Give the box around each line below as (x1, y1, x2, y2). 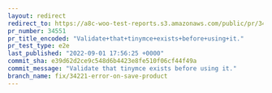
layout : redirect (7, 11, 67, 20)
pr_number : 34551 (7, 27, 67, 35)
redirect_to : (7, 19, 52, 27)
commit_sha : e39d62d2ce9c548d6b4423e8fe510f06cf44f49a (7, 57, 197, 66)
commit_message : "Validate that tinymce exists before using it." (7, 65, 237, 73)
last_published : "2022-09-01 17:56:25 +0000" (7, 49, 164, 57)
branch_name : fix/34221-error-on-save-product (7, 72, 168, 80)
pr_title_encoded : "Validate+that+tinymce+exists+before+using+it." (7, 34, 244, 43)
